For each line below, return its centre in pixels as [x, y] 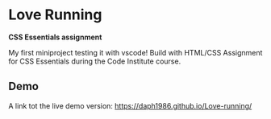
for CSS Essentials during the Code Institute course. [95, 61]
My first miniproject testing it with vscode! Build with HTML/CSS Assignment [135, 52]
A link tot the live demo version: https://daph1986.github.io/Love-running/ [130, 105]
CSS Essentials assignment [55, 37]
